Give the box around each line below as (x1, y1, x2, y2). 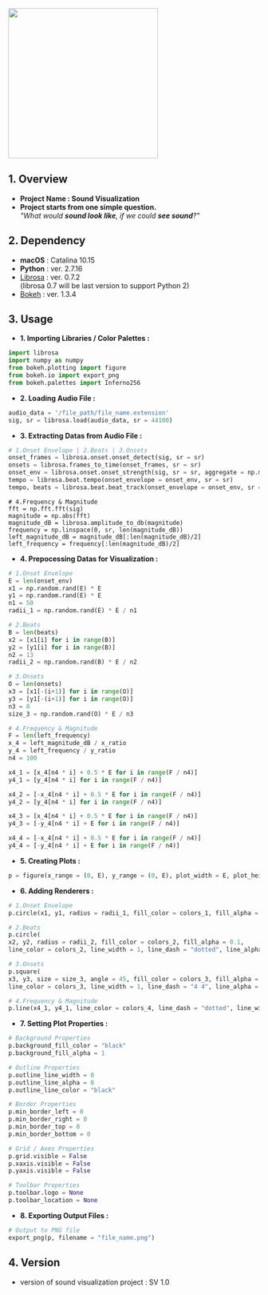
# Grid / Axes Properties (8, 1145, 94, 1153)
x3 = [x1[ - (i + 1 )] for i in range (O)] (8, 688, 134, 696)
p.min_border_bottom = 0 (8, 1130, 91, 1138)
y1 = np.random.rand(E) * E (8, 591, 102, 599)
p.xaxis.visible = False (8, 1160, 91, 1168)
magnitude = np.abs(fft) (8, 511, 91, 519)
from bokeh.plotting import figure (8, 364, 127, 372)
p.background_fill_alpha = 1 (8, 1049, 105, 1057)
